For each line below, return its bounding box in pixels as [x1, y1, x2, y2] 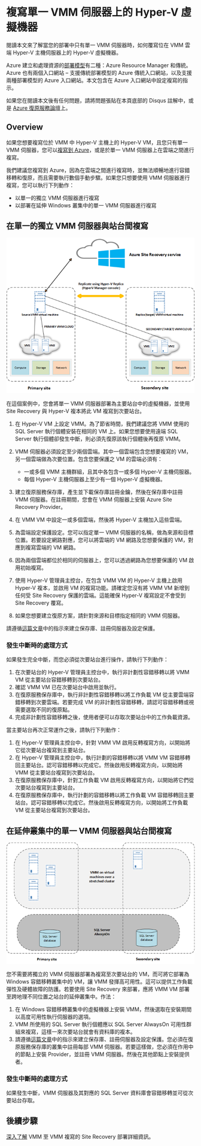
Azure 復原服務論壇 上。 [13, 104, 71, 111]
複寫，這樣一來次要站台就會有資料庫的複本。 [25, 1028, 136, 1035]
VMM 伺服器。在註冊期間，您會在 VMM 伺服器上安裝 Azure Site [14, 496, 172, 503]
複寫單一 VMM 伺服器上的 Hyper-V [6, 5, 179, 19]
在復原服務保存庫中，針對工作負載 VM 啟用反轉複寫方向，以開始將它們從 [14, 777, 194, 784]
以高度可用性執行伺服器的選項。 [14, 1013, 94, 1020]
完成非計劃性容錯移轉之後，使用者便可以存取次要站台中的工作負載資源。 [14, 714, 193, 721]
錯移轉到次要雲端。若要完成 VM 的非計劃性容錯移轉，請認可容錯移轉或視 [14, 699, 194, 706]
